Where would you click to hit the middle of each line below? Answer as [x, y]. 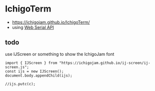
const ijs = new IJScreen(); [34, 71]
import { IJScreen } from [31, 63]
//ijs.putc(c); [20, 84]
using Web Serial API [33, 27]
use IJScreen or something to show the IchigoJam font [60, 54]
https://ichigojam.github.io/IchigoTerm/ [51, 22]
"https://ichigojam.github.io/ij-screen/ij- [105, 63]
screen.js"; [17, 67]
